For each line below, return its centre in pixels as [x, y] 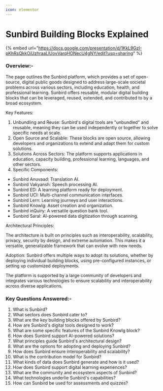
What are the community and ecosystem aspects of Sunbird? [75, 373]
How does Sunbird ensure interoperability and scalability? [71, 351]
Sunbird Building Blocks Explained [77, 34]
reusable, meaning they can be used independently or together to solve [85, 127]
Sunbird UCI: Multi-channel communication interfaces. [68, 195]
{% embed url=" [22, 48]
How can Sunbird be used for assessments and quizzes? [70, 383]
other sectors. [27, 164]
